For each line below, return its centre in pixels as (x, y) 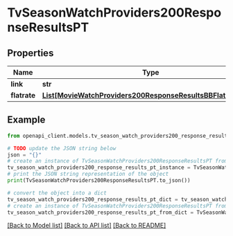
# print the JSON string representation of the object (88, 174)
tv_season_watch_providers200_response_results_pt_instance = (99, 167)
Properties (31, 53)
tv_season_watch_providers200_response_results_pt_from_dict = (101, 212)
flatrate (23, 95)
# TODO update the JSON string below (62, 148)
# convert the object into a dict (57, 193)
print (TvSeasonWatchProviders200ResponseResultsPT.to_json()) (99, 181)
